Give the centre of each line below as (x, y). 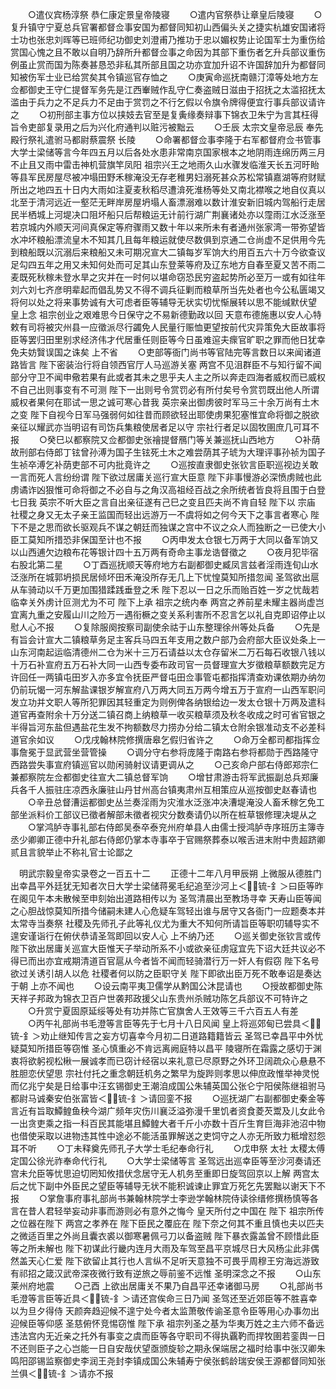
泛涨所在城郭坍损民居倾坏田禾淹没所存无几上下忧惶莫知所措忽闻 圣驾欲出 (160, 577)
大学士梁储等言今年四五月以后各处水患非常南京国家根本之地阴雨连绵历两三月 (168, 152)
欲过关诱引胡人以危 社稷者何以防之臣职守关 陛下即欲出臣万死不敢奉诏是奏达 (166, 973)
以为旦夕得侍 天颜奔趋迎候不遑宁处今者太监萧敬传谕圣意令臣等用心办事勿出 (165, 1311)
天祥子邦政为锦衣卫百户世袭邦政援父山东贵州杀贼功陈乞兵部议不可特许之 (159, 998)
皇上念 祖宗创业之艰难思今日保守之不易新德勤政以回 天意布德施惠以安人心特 (166, 314)
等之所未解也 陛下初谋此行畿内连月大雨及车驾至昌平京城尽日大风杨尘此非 (160, 1248)
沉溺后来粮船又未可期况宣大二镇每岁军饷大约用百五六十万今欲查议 (189, 252)
